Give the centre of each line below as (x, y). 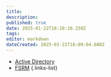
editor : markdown (28, 39)
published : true (26, 23)
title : (14, 12)
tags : (13, 34)
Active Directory (35, 61)
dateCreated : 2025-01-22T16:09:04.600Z (56, 45)
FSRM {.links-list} (36, 68)
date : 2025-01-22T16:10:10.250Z (46, 28)
